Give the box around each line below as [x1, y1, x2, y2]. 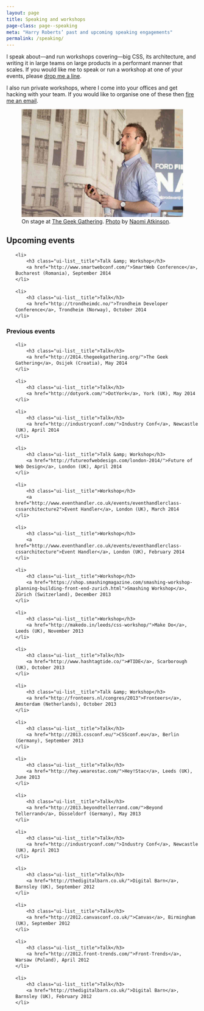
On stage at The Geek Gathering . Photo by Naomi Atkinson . [21, 217, 171, 225]
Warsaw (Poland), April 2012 [15, 957, 90, 963]
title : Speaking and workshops [6, 16, 86, 23]
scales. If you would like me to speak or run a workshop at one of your [6, 66, 183, 73]
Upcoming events [6, 235, 75, 245]
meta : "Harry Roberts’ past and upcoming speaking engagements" [6, 29, 173, 35]
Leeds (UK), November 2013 [15, 628, 84, 634]
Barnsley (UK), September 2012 [15, 884, 95, 890]
